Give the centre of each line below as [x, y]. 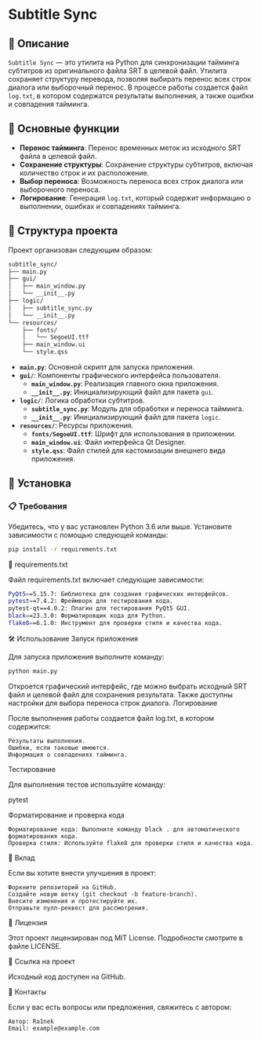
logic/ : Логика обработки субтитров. [82, 400]
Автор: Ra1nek [31, 1021]
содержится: [29, 726]
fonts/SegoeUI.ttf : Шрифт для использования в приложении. [134, 434]
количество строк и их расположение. [84, 173]
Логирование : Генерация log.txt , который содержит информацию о [135, 197]
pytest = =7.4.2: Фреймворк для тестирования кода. [91, 601]
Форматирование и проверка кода [67, 814]
